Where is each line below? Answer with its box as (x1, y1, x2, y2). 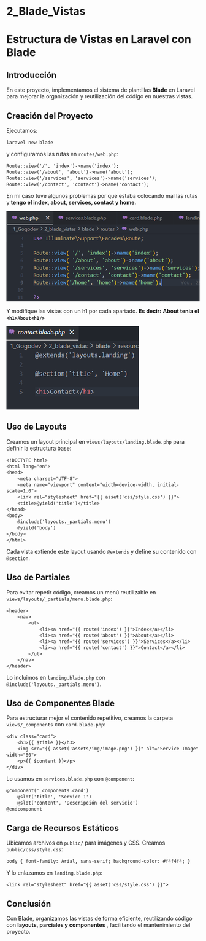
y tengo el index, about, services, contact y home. (6, 199, 137, 206)
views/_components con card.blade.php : (6, 721, 106, 728)
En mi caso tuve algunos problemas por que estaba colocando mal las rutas (6, 192, 198, 199)
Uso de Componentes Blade (6, 698, 115, 709)
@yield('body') (17, 524, 56, 531)
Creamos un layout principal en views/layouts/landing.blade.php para (6, 438, 185, 445)
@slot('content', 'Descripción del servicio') (17, 800, 139, 806)
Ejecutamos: (6, 127, 38, 134)
